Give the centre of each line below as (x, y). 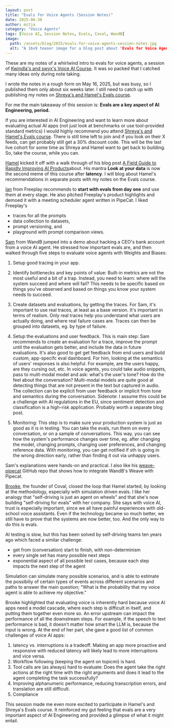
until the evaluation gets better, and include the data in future (77, 347)
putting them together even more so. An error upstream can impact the (80, 613)
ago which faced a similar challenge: (44, 539)
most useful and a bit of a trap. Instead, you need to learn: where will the (89, 278)
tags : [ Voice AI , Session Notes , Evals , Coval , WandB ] (65, 34)
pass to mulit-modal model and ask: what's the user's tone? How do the (89, 374)
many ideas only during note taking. (43, 74)
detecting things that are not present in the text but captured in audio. (86, 385)
